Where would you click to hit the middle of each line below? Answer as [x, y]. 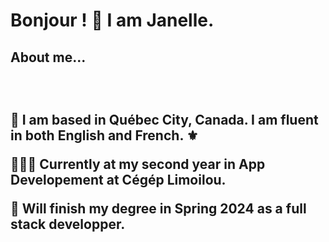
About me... [48, 57]
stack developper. [68, 224]
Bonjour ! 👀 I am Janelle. [112, 20]
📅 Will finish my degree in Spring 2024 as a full [158, 208]
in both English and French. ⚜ [104, 135]
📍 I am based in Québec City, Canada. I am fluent [164, 119]
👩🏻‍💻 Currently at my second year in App [138, 164]
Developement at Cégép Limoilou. [118, 179]
